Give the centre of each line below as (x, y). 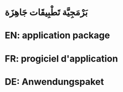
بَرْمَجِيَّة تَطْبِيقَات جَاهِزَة (46, 12)
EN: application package (57, 36)
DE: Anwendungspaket (54, 82)
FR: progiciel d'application (61, 58)
